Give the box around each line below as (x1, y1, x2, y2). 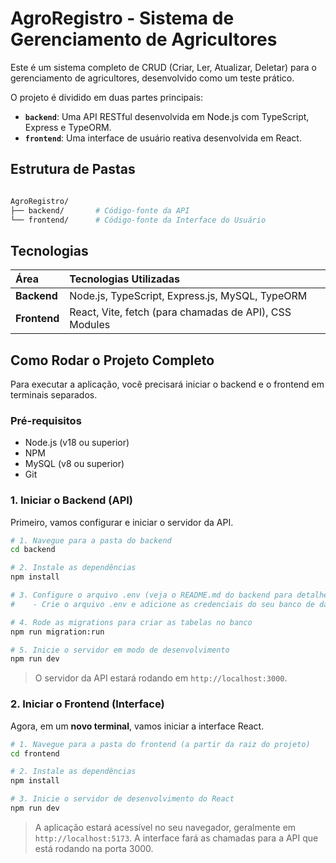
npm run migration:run (10, 627, 105, 637)
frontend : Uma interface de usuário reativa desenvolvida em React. (24, 132, 302, 144)
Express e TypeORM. (24, 121, 112, 133)
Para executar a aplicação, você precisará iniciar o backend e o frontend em (10, 378, 325, 390)
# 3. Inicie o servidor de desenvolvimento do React (10, 794, 235, 804)
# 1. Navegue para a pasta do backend (10, 535, 172, 546)
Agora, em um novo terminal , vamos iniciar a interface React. (10, 720, 265, 732)
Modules (69, 318, 111, 332)
